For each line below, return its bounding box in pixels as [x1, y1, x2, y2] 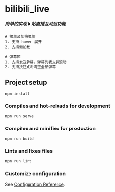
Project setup [5, 78, 48, 87]
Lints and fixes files [5, 148, 53, 155]
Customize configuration [5, 170, 66, 177]
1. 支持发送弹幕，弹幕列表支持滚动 [5, 60, 67, 64]
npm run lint [5, 159, 32, 163]
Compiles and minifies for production [5, 125, 96, 132]
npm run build [5, 136, 34, 141]
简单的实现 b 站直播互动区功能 [5, 21, 66, 27]
